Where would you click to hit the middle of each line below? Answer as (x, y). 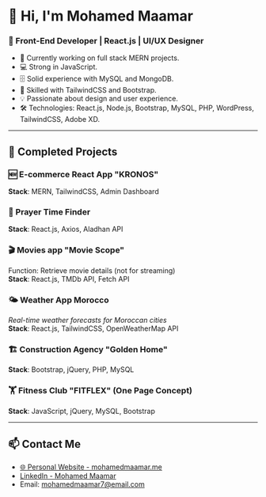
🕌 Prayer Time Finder (49, 212)
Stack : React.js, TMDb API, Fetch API (69, 279)
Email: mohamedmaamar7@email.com (82, 484)
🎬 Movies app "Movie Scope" (66, 250)
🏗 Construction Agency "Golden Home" (88, 349)
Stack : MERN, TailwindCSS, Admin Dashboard (84, 192)
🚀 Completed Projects (63, 152)
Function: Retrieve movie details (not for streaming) (92, 270)
